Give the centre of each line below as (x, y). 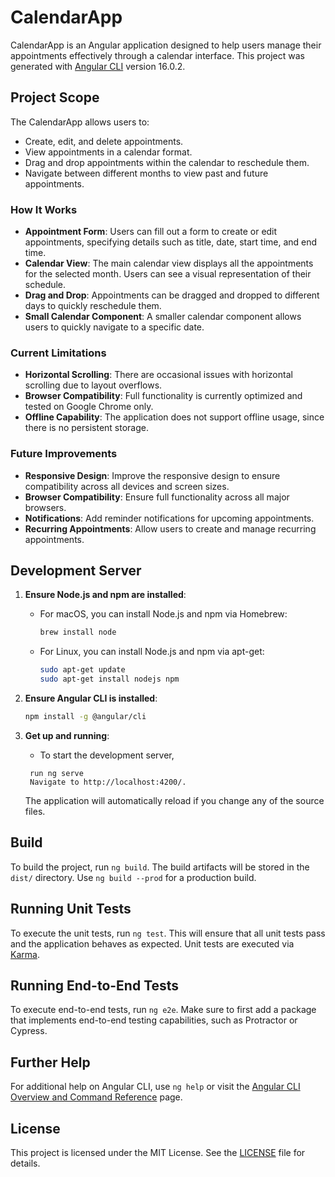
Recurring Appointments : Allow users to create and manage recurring (170, 528)
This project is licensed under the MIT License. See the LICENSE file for (158, 1153)
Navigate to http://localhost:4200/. (108, 782)
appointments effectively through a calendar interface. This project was (157, 55)
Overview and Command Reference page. (96, 1097)
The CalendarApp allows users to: (80, 122)
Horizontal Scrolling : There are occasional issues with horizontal (158, 375)
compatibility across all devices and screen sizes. (127, 486)
